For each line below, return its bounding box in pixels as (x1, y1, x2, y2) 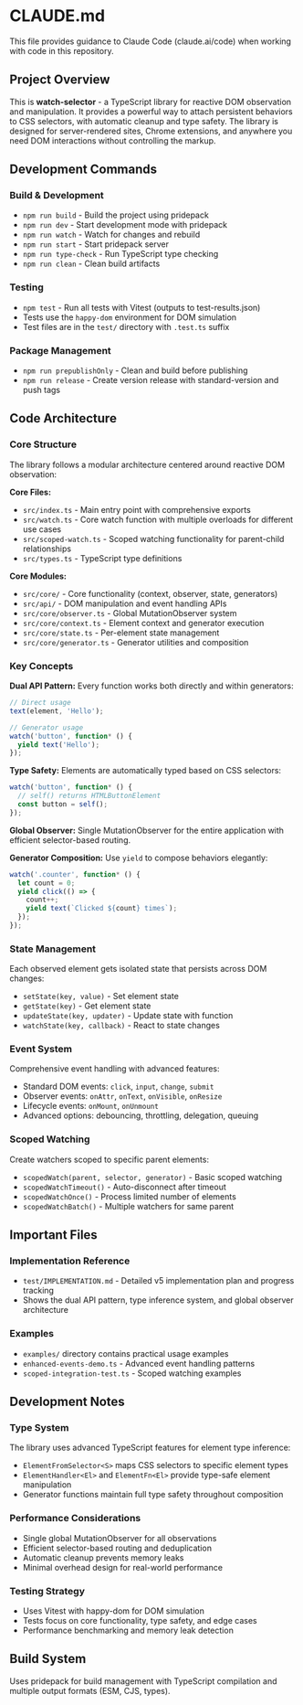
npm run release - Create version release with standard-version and (22, 375, 279, 386)
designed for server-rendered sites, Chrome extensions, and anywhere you (9, 125, 293, 136)
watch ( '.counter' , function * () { (9, 869, 141, 879)
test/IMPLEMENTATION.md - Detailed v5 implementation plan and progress (22, 1275, 295, 1286)
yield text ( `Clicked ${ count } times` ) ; (26, 904, 178, 913)
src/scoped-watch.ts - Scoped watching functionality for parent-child (22, 533, 285, 544)
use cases (22, 523, 62, 535)
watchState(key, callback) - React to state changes (22, 1020, 221, 1031)
